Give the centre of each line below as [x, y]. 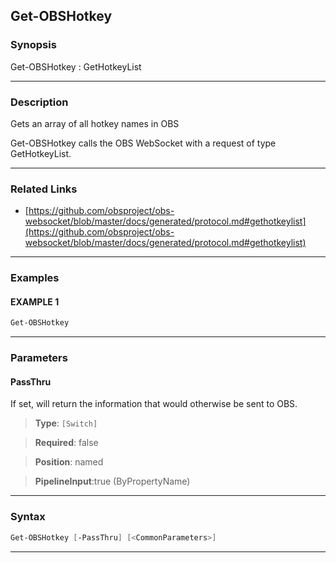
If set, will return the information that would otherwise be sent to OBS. [154, 404]
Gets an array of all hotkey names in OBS [95, 123]
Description [39, 102]
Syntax [28, 517]
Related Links [44, 189]
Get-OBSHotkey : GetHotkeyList [76, 66]
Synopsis [33, 45]
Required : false [66, 443]
